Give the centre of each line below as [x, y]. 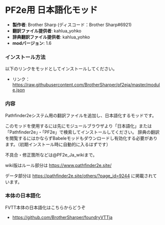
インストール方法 [25, 57]
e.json [19, 90]
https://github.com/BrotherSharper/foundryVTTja [62, 217]
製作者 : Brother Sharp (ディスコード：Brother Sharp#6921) [72, 25]
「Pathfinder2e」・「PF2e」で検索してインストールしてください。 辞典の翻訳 [82, 132]
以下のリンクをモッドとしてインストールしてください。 [61, 69]
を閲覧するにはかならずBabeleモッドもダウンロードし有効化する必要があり [82, 138]
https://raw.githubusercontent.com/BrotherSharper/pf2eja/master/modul [86, 85]
